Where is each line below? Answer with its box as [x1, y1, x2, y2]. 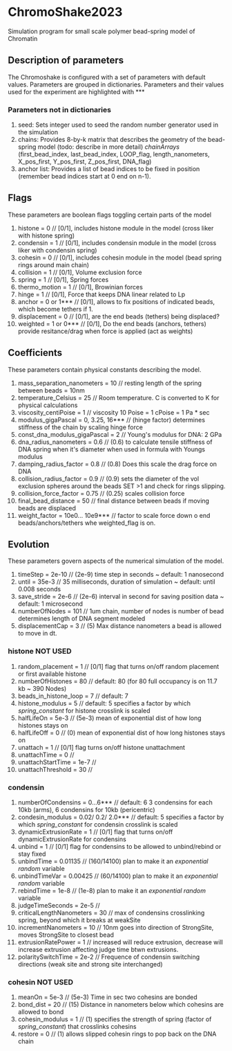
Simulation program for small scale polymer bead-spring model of [8, 27, 195, 35]
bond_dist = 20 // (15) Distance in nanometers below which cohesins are [17, 1000, 224, 1009]
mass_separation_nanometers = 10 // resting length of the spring [17, 379, 202, 387]
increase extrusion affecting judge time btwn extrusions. [17, 946, 179, 954]
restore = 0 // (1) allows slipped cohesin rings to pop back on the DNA [17, 1030, 217, 1039]
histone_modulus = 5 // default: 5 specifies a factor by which [17, 699, 191, 707]
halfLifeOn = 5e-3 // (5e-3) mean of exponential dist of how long [17, 714, 202, 722]
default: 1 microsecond [17, 600, 84, 608]
